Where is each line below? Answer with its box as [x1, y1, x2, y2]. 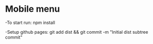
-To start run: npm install [5, 20, 55, 25]
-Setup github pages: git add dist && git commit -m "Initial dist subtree [5, 29, 149, 35]
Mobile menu [5, 3, 60, 15]
